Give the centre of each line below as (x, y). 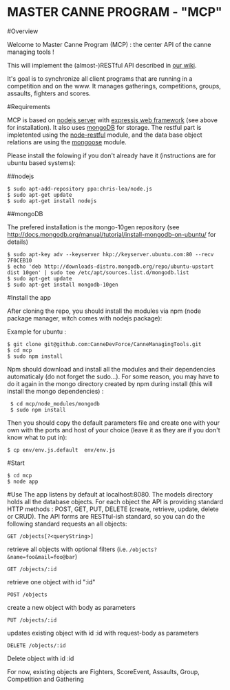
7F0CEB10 (20, 260)
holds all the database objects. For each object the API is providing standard (115, 501)
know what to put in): (37, 437)
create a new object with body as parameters (71, 607)
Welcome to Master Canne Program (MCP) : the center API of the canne (109, 44)
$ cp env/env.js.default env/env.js (61, 450)
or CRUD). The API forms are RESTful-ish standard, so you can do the (106, 516)
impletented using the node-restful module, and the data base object (105, 135)
